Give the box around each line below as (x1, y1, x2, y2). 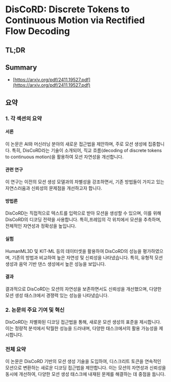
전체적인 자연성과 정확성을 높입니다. (5, 223, 77, 229)
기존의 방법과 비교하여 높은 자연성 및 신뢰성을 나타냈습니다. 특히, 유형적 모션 (12, 254, 163, 261)
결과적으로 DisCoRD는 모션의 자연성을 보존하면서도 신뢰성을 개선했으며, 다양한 (5, 286, 162, 292)
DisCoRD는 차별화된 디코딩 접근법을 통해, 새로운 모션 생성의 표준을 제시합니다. (5, 319, 162, 325)
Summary (5, 63, 37, 72)
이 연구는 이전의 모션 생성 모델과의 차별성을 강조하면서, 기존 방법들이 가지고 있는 (5, 179, 165, 185)
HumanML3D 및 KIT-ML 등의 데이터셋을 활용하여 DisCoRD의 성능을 (5, 248, 142, 254)
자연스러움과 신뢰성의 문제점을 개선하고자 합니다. (5, 185, 103, 192)
